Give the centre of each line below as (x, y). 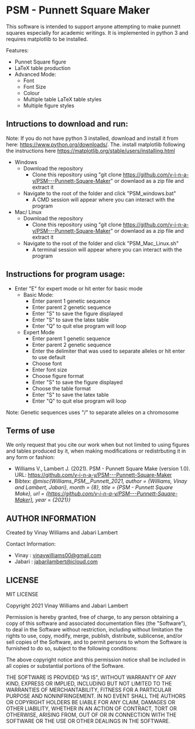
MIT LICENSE (22, 594)
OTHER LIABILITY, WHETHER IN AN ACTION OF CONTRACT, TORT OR (91, 708)
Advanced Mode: (35, 74)
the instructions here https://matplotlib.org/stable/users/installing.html (91, 151)
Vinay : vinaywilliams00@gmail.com (58, 556)
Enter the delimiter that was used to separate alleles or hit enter (109, 351)
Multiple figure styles (49, 105)
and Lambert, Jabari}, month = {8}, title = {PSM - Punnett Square (94, 487)
